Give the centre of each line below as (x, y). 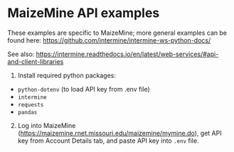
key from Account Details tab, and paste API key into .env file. (108, 141)
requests (31, 104)
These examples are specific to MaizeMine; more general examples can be (117, 33)
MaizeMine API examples (84, 13)
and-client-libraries (36, 61)
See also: (21, 54)
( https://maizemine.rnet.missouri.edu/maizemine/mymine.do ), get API (119, 133)
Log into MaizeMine (47, 125)
